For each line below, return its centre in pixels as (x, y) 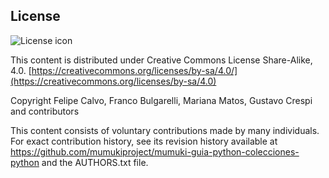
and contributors (45, 111)
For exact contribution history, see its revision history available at (144, 141)
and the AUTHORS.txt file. (95, 162)
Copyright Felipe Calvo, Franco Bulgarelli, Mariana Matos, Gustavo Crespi (161, 100)
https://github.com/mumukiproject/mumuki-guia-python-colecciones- (155, 151)
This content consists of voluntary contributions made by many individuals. (165, 130)
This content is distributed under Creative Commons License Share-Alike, (161, 60)
